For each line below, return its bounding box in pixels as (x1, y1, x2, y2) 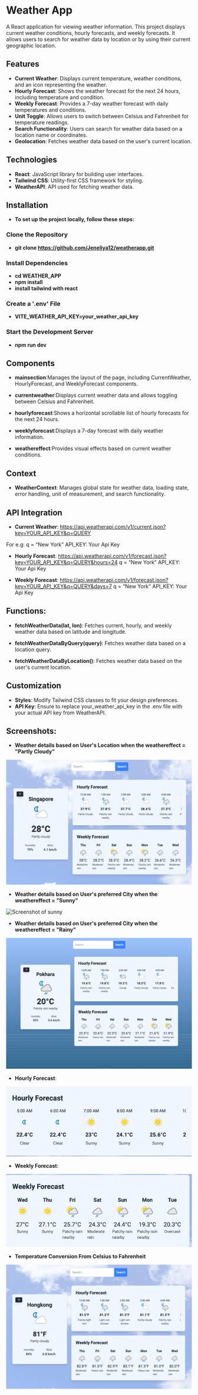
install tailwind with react (14, 284, 78, 292)
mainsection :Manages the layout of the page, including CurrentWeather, (14, 374, 192, 381)
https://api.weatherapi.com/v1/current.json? (60, 523, 166, 530)
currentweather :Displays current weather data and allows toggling (14, 391, 178, 399)
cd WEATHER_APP (14, 272, 62, 279)
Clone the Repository (6, 231, 68, 239)
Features (6, 59, 39, 69)
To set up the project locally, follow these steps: (14, 216, 134, 223)
